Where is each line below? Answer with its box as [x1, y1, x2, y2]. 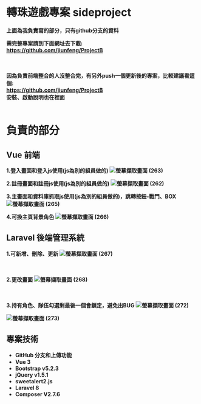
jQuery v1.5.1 [15, 371, 49, 378]
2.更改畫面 [6, 276, 33, 283]
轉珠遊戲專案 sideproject [6, 5, 132, 19]
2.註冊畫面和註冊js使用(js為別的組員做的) [6, 180, 110, 187]
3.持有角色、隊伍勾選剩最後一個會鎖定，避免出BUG [6, 301, 135, 309]
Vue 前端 [6, 149, 41, 160]
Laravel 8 [15, 384, 39, 391]
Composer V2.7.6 [15, 390, 61, 398]
